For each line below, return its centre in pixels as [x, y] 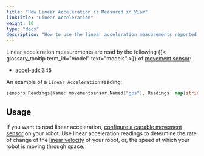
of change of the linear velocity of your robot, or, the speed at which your [98, 140]
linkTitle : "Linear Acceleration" [50, 18]
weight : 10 [20, 23]
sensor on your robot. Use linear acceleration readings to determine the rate [102, 133]
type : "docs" [23, 29]
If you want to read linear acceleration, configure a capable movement [94, 127]
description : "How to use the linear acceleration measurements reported [102, 35]
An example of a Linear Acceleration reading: [64, 82]
